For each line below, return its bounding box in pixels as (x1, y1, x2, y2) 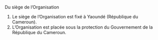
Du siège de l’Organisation (5, 4, 59, 10)
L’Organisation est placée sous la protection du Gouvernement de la (12, 24, 153, 30)
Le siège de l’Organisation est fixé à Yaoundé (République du (12, 14, 138, 19)
